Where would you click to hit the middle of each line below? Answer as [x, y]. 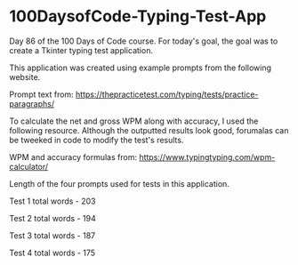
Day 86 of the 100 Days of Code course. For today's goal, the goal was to [144, 41]
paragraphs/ [32, 103]
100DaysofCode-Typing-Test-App [138, 16]
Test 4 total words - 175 [52, 253]
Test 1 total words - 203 [52, 201]
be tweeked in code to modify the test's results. [97, 140]
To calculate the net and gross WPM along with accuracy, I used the [134, 121]
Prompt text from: [41, 94]
